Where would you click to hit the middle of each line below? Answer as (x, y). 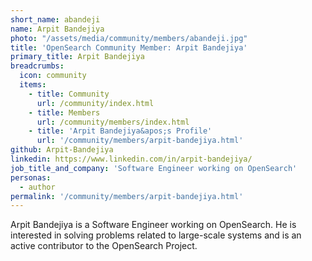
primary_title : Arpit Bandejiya (77, 57)
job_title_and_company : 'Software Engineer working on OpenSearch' (154, 168)
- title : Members (64, 112)
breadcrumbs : (37, 66)
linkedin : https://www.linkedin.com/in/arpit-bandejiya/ (131, 159)
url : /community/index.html (95, 103)
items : (33, 85)
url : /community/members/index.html (113, 122)
